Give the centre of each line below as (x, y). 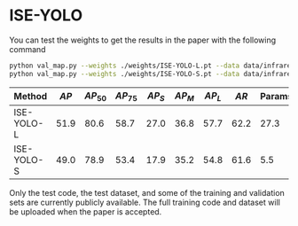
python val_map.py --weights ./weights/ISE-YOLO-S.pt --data (125, 74)
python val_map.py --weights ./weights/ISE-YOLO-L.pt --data (125, 66)
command (27, 49)
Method (31, 97)
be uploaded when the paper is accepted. (86, 211)
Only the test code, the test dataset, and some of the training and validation (147, 192)
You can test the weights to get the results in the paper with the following (143, 40)
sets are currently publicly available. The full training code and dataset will (145, 202)
